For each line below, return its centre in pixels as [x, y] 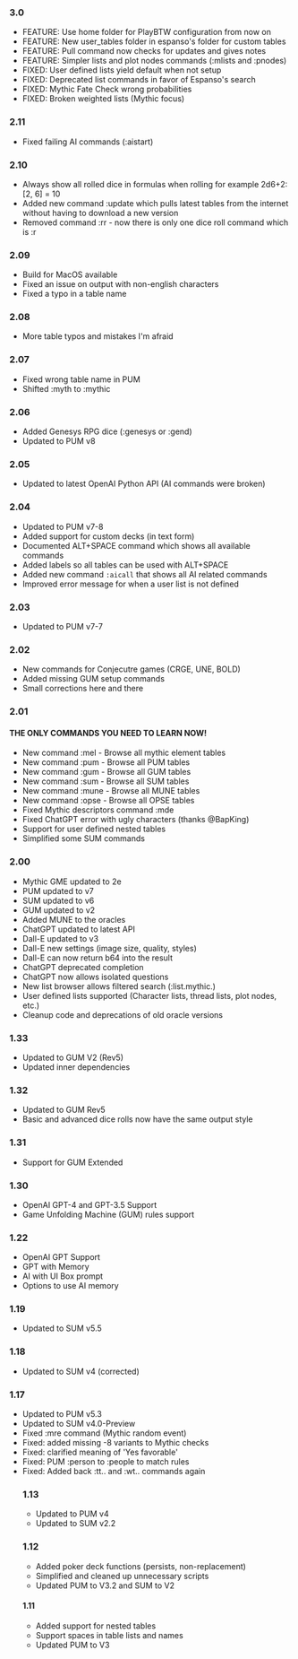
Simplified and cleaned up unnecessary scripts [122, 1576]
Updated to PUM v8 [59, 441]
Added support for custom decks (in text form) [108, 536]
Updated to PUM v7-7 [62, 626]
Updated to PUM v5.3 [62, 1414]
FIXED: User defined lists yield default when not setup [122, 70]
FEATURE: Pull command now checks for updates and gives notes [144, 51]
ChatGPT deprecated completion [83, 967]
